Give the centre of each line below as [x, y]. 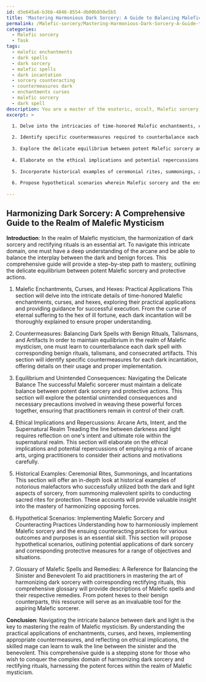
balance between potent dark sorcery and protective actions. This [99, 391]
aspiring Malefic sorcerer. [48, 608]
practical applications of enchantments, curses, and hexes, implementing [99, 633]
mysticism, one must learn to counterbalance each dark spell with [98, 346]
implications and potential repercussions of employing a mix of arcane [104, 448]
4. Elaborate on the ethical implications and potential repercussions [105, 160]
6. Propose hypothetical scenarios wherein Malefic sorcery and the [101, 183]
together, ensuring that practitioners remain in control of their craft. [100, 410]
